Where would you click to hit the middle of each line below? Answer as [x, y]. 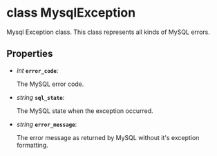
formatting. [32, 145]
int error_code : [37, 70]
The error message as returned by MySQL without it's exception [108, 137]
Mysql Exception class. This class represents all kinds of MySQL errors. [108, 32]
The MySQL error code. [50, 84]
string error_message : [47, 124]
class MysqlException [71, 13]
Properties [30, 54]
